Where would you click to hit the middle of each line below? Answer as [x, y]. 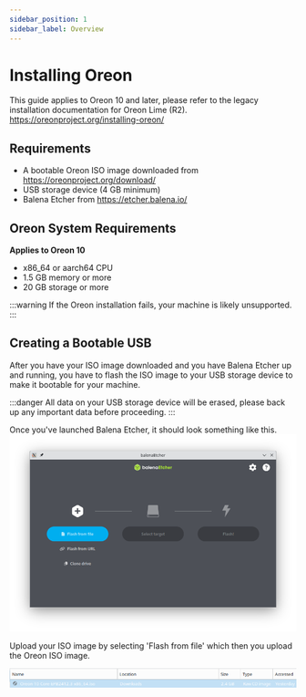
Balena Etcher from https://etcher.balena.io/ [105, 200]
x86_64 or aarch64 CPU [68, 268]
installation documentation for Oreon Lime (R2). [99, 110]
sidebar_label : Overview [56, 29]
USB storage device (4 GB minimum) [92, 190]
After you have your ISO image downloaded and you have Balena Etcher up [151, 365]
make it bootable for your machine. [75, 384]
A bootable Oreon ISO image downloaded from [110, 171]
